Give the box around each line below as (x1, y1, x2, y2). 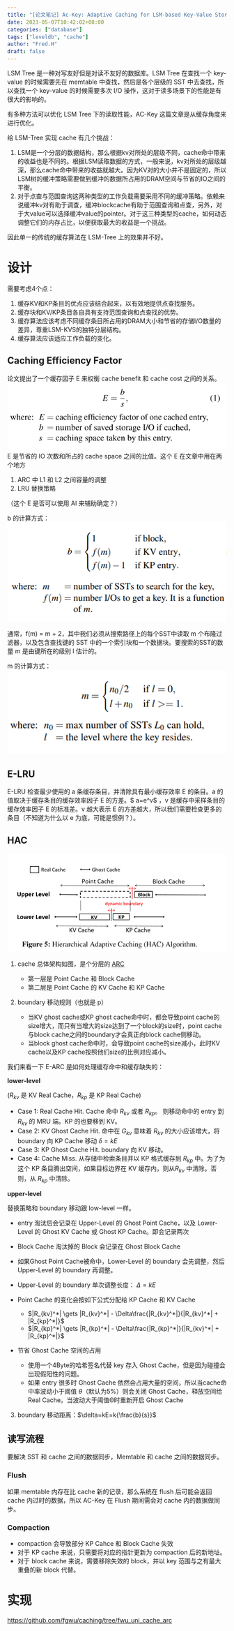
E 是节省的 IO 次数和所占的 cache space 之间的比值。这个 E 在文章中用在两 (7, 452, 223, 461)
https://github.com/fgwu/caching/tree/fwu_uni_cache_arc (7, 1616, 173, 1624)
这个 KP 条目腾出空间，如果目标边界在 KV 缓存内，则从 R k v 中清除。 (17, 1164, 211, 1174)
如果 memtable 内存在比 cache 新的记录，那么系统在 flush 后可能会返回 (7, 1487, 212, 1496)
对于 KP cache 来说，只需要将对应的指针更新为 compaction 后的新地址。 (17, 1548, 226, 1556)
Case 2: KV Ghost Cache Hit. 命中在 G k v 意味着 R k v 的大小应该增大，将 (17, 1127, 220, 1137)
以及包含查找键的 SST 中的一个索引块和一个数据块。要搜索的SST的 (25, 639, 217, 647)
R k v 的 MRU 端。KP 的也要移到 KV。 (17, 1117, 121, 1127)
